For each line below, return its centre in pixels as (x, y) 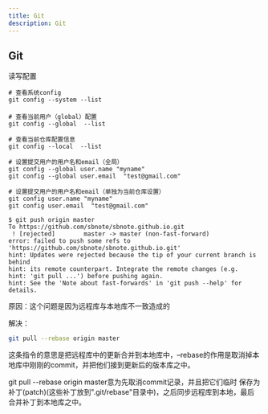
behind (19, 262)
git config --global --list (57, 124)
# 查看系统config (35, 93)
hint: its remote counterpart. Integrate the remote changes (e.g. (124, 269)
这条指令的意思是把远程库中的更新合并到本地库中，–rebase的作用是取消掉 (130, 355)
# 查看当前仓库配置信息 (42, 140)
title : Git (26, 16)
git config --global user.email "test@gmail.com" (95, 176)
